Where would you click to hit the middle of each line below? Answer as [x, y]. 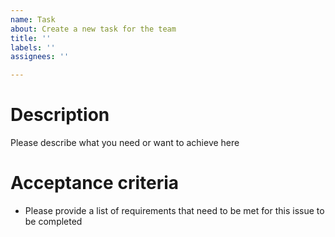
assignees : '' [40, 57]
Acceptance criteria [95, 183]
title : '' [31, 38]
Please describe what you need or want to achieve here [125, 143]
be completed [53, 221]
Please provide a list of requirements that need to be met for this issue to [174, 210]
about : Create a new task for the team [93, 29]
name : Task [33, 19]
